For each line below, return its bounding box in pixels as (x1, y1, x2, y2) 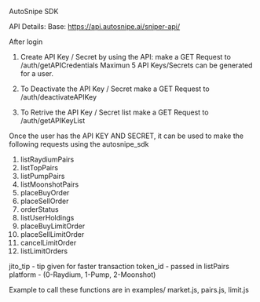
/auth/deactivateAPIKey (20, 93, 97, 101)
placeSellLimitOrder (20, 230, 85, 238)
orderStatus (20, 205, 59, 214)
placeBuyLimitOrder (20, 221, 86, 231)
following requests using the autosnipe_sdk (9, 140, 149, 148)
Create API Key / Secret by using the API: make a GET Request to (20, 53, 231, 61)
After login (9, 37, 43, 46)
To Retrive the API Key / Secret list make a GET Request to (20, 107, 209, 117)
